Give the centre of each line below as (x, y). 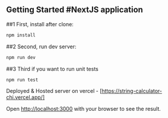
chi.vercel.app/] (26, 97)
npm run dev (21, 57)
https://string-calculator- (132, 91)
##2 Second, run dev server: (41, 46)
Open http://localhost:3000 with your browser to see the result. (84, 109)
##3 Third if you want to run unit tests (53, 69)
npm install (21, 35)
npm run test (22, 80)
